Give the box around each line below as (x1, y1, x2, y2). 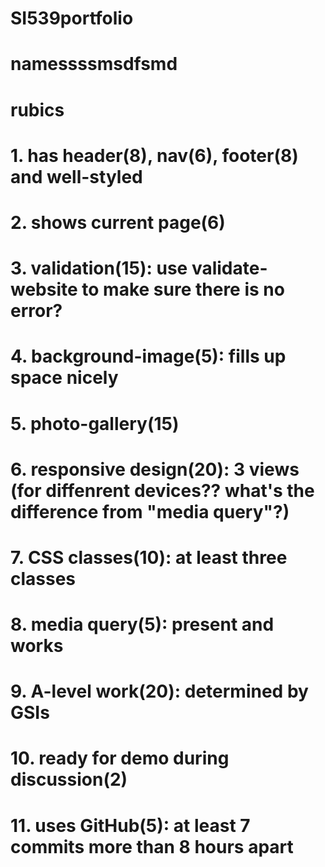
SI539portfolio (10, 7, 134, 30)
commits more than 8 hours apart (10, 835, 294, 858)
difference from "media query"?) (10, 500, 290, 523)
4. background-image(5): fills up (10, 345, 287, 368)
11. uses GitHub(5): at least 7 (10, 814, 251, 837)
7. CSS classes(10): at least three (10, 546, 288, 569)
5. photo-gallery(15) (10, 412, 180, 435)
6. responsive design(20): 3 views (10, 458, 300, 481)
